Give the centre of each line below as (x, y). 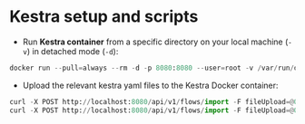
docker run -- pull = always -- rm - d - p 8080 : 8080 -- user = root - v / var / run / (152, 68)
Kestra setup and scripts (104, 17)
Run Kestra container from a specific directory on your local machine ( (155, 42)
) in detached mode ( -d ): (73, 51)
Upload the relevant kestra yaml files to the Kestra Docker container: (150, 85)
